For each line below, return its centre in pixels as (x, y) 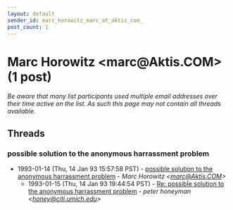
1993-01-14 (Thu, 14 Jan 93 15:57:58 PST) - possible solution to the (115, 169)
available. (22, 111)
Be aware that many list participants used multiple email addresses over (113, 97)
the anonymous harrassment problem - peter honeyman (109, 191)
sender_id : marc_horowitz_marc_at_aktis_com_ (75, 20)
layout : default (31, 14)
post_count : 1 (28, 27)
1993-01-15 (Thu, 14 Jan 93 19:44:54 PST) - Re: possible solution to (126, 184)
